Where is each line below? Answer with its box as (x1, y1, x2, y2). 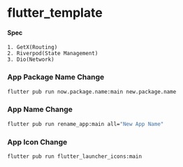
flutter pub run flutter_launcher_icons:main (7, 153, 142, 160)
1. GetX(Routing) (7, 44, 58, 51)
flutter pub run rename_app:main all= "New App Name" (7, 120, 164, 127)
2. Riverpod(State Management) (7, 50, 98, 57)
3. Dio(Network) (7, 56, 54, 64)
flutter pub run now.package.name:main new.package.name (7, 88, 177, 95)
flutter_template (7, 5, 103, 21)
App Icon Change (7, 137, 68, 147)
